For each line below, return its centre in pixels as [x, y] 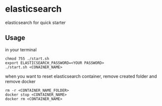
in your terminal [21, 49]
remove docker [20, 81]
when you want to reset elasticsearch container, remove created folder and [81, 76]
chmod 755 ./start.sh [27, 59]
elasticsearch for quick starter [36, 22]
